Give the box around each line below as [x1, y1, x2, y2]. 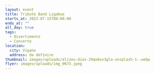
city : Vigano [9, 48, 36, 53]
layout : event [5, 7, 34, 12]
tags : [5, 30, 16, 35]
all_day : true [5, 25, 34, 30]
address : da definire [9, 52, 54, 57]
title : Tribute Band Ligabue [5, 12, 65, 17]
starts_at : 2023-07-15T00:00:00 [5, 16, 71, 21]
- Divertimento [9, 35, 41, 39]
